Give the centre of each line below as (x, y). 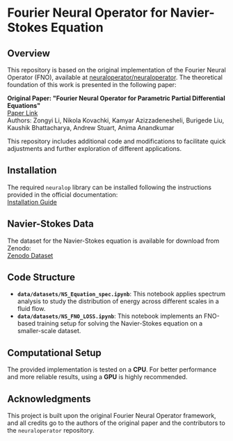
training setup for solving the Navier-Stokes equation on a (120, 323)
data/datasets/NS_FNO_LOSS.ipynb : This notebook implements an (110, 316)
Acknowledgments (49, 399)
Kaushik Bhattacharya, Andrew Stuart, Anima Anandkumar (91, 128)
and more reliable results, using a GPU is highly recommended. (97, 377)
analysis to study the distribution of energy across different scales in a (118, 301)
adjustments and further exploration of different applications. (95, 149)
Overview (29, 53)
